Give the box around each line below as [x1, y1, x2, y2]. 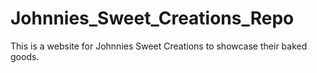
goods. [10, 50, 40, 62]
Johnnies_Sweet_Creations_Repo [10, 7, 295, 30]
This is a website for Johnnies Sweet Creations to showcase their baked [10, 40, 308, 52]
